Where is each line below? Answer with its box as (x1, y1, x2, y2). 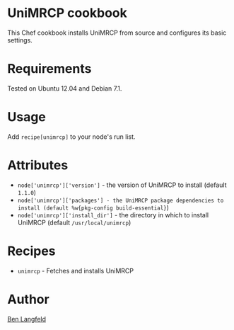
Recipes (7, 243, 56, 259)
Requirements (7, 61, 92, 77)
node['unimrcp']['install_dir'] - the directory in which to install (17, 210, 209, 219)
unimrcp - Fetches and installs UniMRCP (17, 266, 134, 275)
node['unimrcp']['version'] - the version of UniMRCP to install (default (17, 181, 227, 189)
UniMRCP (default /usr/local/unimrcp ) (17, 218, 131, 227)
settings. (7, 35, 33, 44)
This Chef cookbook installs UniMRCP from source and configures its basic (7, 28, 227, 37)
